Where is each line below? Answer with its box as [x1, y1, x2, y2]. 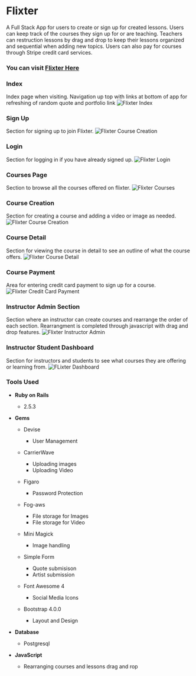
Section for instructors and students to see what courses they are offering [6, 357, 186, 364]
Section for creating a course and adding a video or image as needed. [6, 212, 177, 220]
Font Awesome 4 [23, 582, 65, 590]
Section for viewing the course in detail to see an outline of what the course [6, 247, 190, 254]
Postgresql [23, 640, 50, 647]
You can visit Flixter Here [6, 63, 80, 72]
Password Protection [32, 489, 83, 496]
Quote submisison [32, 565, 77, 572]
